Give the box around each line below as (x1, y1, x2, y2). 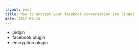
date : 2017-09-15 (5, 16, 41, 21)
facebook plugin (12, 34, 46, 40)
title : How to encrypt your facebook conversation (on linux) (5, 12, 135, 17)
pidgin (12, 30, 25, 35)
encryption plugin (12, 40, 48, 46)
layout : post (5, 7, 32, 12)
